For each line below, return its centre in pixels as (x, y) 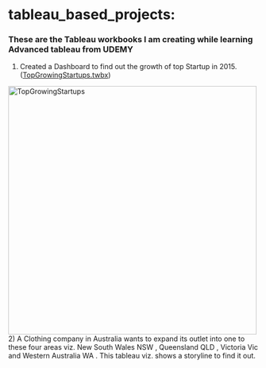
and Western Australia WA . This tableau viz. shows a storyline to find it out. (132, 356)
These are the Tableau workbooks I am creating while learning (131, 40)
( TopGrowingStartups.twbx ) (65, 75)
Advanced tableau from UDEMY (71, 49)
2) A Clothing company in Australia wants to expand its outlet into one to (127, 339)
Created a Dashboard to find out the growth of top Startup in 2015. (128, 67)
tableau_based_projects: (92, 15)
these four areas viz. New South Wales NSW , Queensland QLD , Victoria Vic (133, 347)
